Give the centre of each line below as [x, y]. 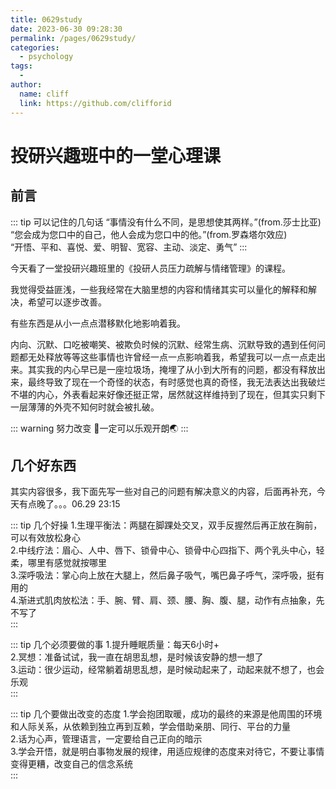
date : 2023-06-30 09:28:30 [66, 29]
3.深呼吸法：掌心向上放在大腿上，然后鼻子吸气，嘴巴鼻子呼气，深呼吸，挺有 [167, 575]
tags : [21, 66]
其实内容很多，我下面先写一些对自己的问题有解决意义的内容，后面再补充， [163, 492]
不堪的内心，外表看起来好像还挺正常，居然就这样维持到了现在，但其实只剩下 [168, 394]
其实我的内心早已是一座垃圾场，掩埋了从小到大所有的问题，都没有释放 [172, 369]
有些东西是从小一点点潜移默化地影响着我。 [98, 323]
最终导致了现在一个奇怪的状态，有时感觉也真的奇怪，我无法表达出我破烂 [176, 382]
